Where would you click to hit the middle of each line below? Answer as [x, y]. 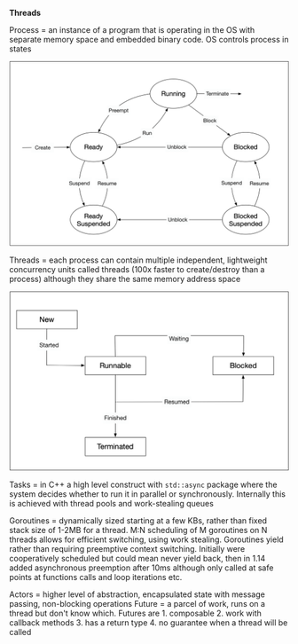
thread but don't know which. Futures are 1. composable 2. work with [135, 613]
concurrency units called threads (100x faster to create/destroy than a [137, 269]
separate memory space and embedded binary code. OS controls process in [149, 39]
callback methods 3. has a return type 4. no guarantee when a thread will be [149, 623]
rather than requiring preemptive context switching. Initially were [127, 549]
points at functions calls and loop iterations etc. [96, 577]
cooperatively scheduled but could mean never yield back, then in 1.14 [137, 559]
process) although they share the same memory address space [125, 279]
